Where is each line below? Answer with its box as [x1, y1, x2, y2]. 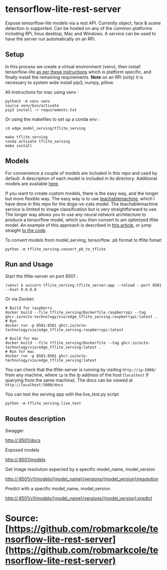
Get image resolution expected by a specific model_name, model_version [5, 466, 156, 472]
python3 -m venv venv [5, 99, 50, 104]
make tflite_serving [5, 135, 48, 140]
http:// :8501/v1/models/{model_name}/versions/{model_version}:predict [5, 495, 153, 501]
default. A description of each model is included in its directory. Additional [5, 175, 158, 181]
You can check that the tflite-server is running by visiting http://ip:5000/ [5, 367, 157, 373]
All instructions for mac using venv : [5, 89, 79, 95]
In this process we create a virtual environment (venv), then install [5, 63, 141, 69]
